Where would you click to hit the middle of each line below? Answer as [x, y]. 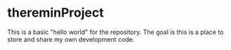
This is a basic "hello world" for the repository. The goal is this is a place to [115, 32]
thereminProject [55, 13]
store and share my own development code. [71, 39]
